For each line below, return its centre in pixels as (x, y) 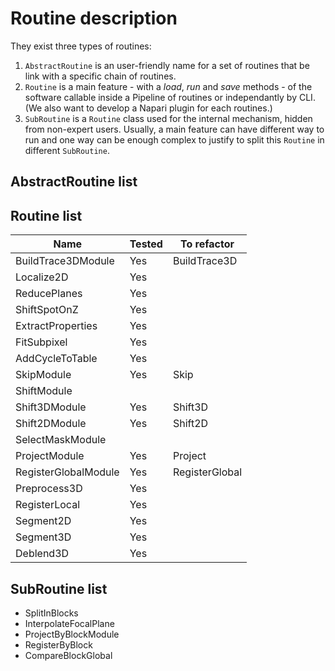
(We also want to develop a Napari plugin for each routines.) (148, 108)
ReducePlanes (49, 294)
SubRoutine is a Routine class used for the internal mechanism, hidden (168, 118)
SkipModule (43, 375)
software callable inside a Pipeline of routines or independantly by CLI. (170, 97)
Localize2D (42, 277)
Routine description (94, 18)
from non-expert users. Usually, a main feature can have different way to (174, 129)
